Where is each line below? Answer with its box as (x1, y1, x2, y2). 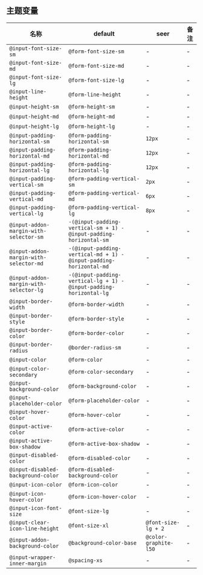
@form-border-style (68, 315, 124, 322)
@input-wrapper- (9, 554, 56, 560)
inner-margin (9, 560, 47, 567)
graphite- (146, 539, 174, 547)
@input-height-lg (9, 123, 59, 130)
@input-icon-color (9, 481, 62, 488)
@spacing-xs (68, 557, 103, 563)
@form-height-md (68, 113, 115, 120)
